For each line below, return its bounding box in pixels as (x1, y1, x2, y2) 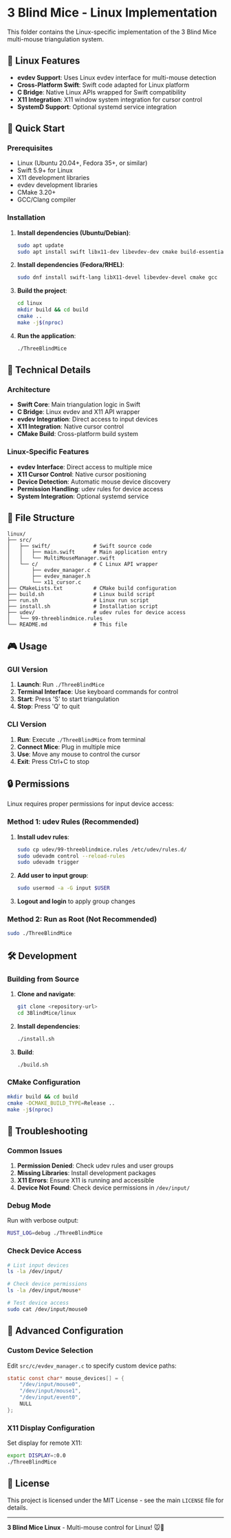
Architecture (7, 385, 51, 395)
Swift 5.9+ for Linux (16, 166, 74, 175)
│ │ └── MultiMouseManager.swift (7, 554, 115, 562)
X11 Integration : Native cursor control (16, 422, 124, 431)
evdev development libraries (16, 181, 98, 189)
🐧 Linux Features (7, 55, 80, 67)
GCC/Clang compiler (16, 195, 76, 204)
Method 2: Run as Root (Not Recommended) (7, 914, 157, 924)
